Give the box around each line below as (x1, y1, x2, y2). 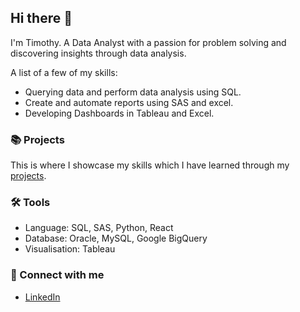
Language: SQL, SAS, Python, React (24, 222, 174, 234)
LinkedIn (24, 291, 61, 303)
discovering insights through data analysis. (10, 47, 187, 59)
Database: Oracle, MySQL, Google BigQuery (24, 232, 208, 245)
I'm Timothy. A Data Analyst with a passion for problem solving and (10, 36, 287, 48)
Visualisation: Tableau (24, 243, 116, 255)
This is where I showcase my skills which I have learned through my (10, 159, 290, 171)
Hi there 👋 (10, 10, 73, 27)
